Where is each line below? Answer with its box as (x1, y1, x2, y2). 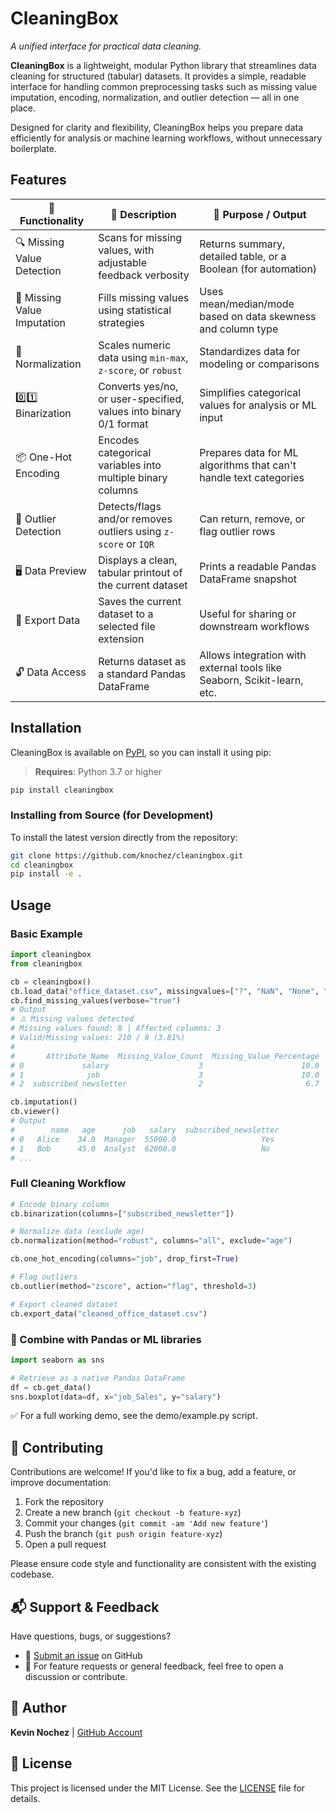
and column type (199, 322, 279, 336)
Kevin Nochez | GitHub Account (10, 1726, 143, 1738)
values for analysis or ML (199, 398, 317, 412)
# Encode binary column (10, 1199, 110, 1209)
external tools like (199, 660, 282, 674)
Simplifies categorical (199, 385, 302, 399)
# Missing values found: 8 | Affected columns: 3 (10, 1023, 222, 1034)
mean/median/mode (199, 297, 295, 311)
